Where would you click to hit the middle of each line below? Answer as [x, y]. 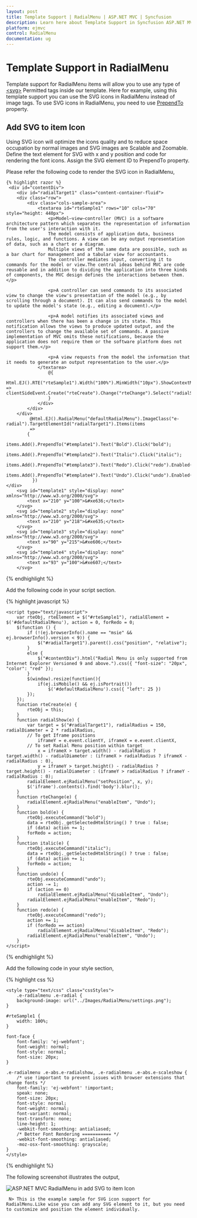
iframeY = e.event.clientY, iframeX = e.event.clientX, [107, 740]
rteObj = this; [46, 710]
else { [35, 653]
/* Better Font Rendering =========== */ [68, 1134]
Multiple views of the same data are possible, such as [118, 249]
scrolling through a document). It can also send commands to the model [97, 301]
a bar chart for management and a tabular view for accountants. [87, 254]
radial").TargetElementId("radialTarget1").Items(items [76, 424]
